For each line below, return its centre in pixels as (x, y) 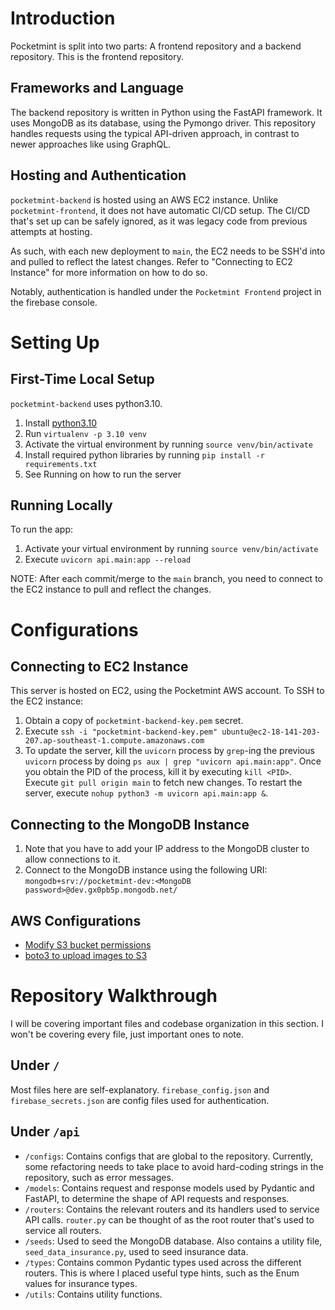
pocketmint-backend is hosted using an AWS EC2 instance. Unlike (144, 199)
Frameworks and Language (97, 88)
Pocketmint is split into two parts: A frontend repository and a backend (156, 46)
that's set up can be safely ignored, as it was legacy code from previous (159, 221)
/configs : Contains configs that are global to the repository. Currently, (169, 1156)
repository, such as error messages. (99, 1177)
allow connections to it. (72, 859)
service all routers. (63, 1230)
